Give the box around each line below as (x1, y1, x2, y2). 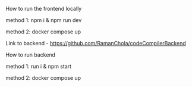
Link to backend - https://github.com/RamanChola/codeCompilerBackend (5, 40, 186, 46)
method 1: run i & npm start (5, 63, 72, 70)
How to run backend (5, 51, 56, 58)
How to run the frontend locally (5, 5, 82, 12)
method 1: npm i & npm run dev (5, 17, 82, 23)
